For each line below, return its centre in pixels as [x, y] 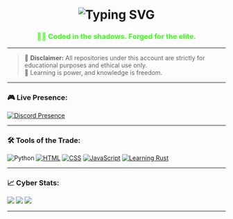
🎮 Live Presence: [37, 98]
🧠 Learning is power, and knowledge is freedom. [93, 73]
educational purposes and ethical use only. [86, 65]
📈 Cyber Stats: [33, 183]
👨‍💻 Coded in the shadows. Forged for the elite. [116, 37]
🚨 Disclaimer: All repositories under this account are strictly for [114, 58]
